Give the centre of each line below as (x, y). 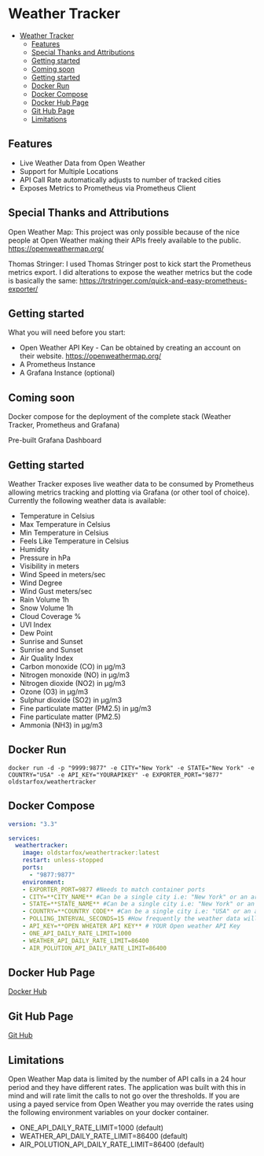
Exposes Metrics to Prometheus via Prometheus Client (108, 188)
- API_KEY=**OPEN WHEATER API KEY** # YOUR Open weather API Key (132, 926)
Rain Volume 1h (44, 600)
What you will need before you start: (67, 332)
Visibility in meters (49, 566)
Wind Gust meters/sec (56, 591)
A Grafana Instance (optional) (67, 373)
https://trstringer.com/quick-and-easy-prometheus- (163, 280)
